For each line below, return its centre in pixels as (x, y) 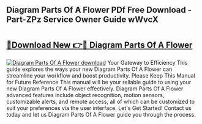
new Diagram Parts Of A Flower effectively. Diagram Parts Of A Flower (95, 89)
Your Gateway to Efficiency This (147, 63)
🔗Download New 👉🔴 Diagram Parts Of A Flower (99, 45)
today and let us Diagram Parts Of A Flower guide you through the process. (101, 115)
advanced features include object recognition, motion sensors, (85, 95)
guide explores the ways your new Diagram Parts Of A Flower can (89, 69)
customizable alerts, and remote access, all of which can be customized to (100, 101)
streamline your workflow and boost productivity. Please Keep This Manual (101, 75)
